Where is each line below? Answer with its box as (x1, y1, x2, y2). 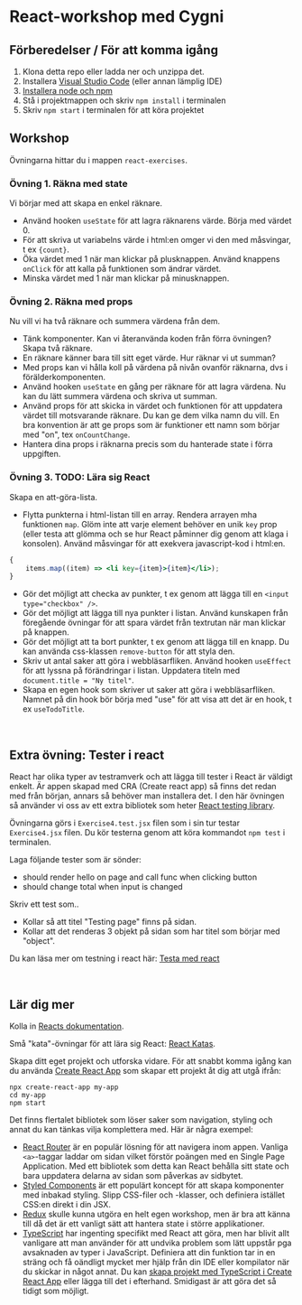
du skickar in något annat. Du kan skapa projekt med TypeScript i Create (22, 1266, 293, 1277)
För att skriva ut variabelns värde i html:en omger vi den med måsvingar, (22, 235, 291, 246)
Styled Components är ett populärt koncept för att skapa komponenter (22, 1179, 285, 1190)
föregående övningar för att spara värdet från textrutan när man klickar (22, 617, 287, 629)
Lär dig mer (9, 996, 75, 1012)
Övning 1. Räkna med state (9, 177, 128, 190)
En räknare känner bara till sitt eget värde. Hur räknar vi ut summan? (22, 352, 277, 363)
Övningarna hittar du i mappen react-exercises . (9, 154, 188, 165)
